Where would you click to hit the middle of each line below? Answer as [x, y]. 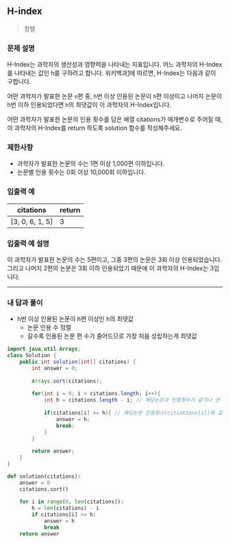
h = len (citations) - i [65, 508]
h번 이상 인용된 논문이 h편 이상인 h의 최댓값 [75, 319]
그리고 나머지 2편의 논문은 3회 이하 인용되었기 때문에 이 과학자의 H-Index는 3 [111, 268]
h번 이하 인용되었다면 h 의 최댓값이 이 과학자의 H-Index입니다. [89, 105]
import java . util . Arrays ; [44, 349]
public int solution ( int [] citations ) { [78, 362]
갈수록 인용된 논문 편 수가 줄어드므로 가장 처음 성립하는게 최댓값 [112, 336]
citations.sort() [44, 489]
